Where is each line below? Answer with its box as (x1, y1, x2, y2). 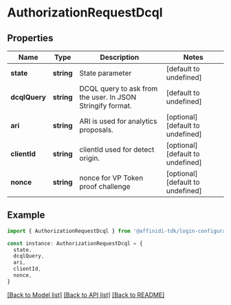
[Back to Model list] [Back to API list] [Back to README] (7, 291, 165, 299)
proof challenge (79, 182, 131, 191)
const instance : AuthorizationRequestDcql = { (7, 240, 143, 247)
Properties (7, 32, 54, 44)
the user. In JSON (79, 93, 136, 102)
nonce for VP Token (79, 173, 144, 183)
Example (7, 210, 45, 221)
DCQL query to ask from (79, 84, 158, 93)
